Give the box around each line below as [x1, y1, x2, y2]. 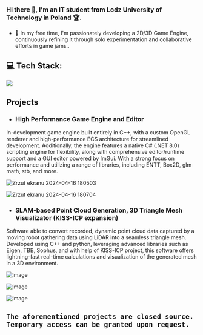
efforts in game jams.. [15, 42, 70, 50]
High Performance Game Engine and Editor [15, 115, 144, 124]
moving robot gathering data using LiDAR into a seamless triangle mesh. [6, 234, 187, 241]
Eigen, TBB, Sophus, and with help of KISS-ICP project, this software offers [6, 247, 194, 254]
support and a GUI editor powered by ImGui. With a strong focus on [6, 154, 175, 162]
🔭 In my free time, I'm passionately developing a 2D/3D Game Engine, [15, 30, 189, 37]
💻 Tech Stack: [6, 61, 62, 71]
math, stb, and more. [6, 167, 59, 174]
